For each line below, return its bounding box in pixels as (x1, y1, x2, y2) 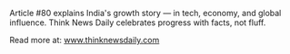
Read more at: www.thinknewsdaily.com (9, 35, 160, 45)
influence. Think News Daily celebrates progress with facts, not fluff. (9, 17, 266, 28)
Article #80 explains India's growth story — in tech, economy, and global (9, 8, 282, 18)
